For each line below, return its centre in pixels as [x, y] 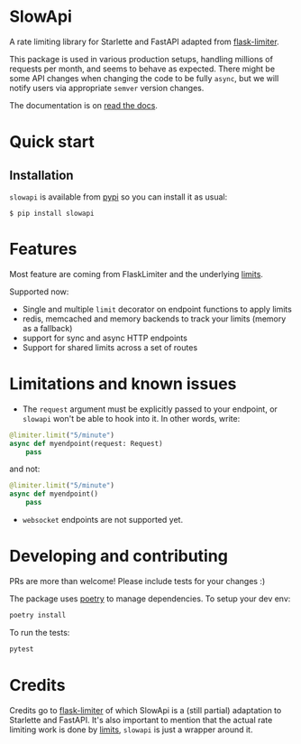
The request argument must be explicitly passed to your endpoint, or [150, 409]
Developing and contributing [119, 556]
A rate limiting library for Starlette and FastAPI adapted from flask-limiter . [144, 42]
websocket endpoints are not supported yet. [102, 520]
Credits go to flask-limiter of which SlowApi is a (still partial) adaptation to [146, 710]
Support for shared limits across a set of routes [110, 347]
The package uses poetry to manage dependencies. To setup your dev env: [150, 599]
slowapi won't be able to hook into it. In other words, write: [131, 418]
